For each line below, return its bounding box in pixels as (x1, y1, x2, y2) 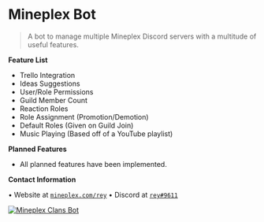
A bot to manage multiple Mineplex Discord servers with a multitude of (27, 31, 257, 41)
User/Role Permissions (19, 87, 94, 96)
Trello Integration (19, 70, 76, 80)
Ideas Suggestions (19, 79, 80, 88)
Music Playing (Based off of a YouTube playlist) (19, 128, 173, 139)
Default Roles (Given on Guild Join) (19, 120, 134, 130)
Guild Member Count (19, 95, 88, 105)
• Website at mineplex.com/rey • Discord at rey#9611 (8, 190, 179, 199)
